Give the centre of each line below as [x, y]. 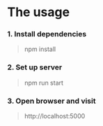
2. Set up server [35, 67]
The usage [39, 12]
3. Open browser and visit [51, 101]
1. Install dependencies [47, 34]
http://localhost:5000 [55, 116]
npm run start [44, 83]
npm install [40, 49]
